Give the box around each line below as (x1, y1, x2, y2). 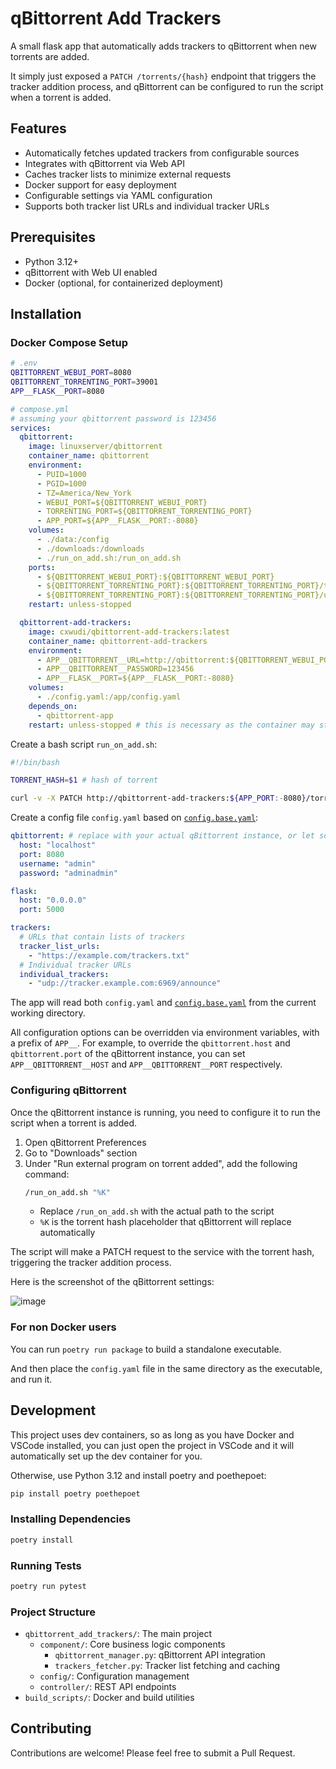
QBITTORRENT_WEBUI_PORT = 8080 (10, 368, 132, 378)
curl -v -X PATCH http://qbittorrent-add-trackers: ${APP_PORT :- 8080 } (10, 793, 307, 804)
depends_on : (28, 701, 78, 711)
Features (10, 120, 67, 137)
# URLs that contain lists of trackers (19, 932, 186, 942)
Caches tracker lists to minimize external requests (24, 168, 232, 180)
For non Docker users (10, 1320, 117, 1334)
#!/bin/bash (10, 757, 60, 767)
